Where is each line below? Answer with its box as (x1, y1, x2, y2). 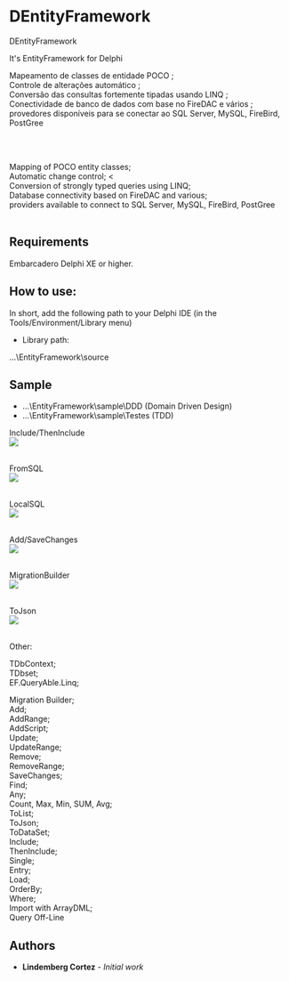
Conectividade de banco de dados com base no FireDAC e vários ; (9, 98, 253, 109)
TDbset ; (9, 668, 39, 678)
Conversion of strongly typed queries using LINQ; (9, 180, 191, 191)
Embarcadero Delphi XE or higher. (9, 258, 133, 269)
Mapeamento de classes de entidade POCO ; (9, 69, 174, 81)
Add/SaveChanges (9, 534, 78, 545)
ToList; (9, 808, 34, 819)
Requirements (9, 234, 89, 250)
